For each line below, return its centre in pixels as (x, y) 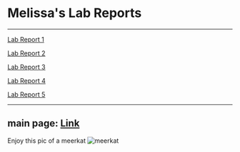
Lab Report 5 (26, 94)
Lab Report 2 (26, 53)
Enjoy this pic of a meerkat (46, 141)
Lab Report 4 (27, 80)
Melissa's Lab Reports (75, 13)
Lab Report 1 (26, 39)
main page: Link (44, 123)
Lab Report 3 (26, 67)
